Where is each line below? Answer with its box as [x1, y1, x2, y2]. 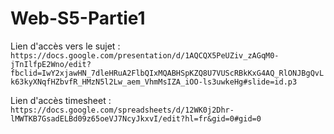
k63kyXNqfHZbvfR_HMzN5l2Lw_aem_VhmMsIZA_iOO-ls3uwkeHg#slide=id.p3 [10, 77, 298, 87]
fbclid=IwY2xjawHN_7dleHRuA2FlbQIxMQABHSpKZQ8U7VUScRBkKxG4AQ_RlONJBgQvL [10, 68, 325, 78]
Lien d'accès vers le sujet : [10, 40, 121, 52]
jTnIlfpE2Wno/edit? [10, 59, 92, 69]
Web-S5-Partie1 [10, 7, 146, 30]
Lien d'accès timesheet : [10, 94, 112, 106]
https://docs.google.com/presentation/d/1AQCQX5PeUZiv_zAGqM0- [10, 50, 280, 61]
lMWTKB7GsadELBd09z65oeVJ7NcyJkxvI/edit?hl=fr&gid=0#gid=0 [10, 113, 262, 124]
